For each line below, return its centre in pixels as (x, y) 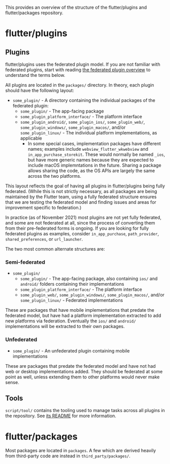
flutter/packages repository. (34, 13)
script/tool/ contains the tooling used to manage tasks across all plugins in (85, 411)
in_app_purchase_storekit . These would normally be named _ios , (96, 154)
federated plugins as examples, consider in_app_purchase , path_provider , (82, 234)
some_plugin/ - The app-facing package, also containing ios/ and (89, 279)
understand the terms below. (35, 75)
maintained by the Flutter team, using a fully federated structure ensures (81, 197)
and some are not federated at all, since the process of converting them (80, 223)
